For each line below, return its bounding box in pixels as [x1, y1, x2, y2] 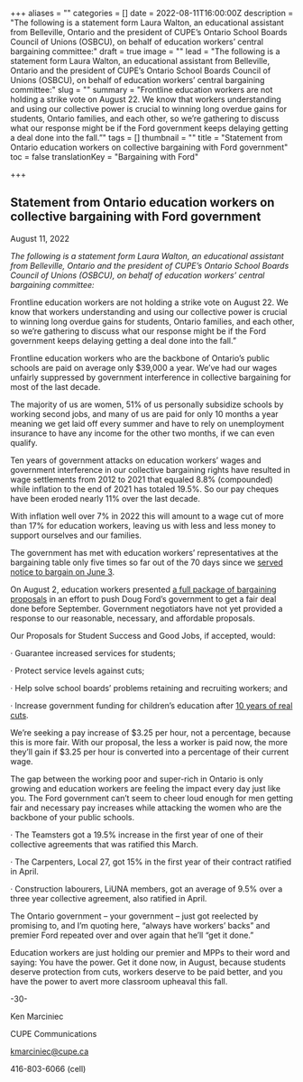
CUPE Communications [10, 1028, 97, 1039]
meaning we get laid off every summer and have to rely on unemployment [10, 418, 285, 429]
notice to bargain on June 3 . [10, 566, 115, 577]
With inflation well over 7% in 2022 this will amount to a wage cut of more [10, 510, 284, 522]
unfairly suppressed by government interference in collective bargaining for [10, 372, 291, 383]
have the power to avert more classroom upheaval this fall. [10, 976, 228, 986]
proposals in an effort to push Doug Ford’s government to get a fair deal [10, 593, 277, 604]
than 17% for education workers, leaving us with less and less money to [10, 520, 276, 531]
